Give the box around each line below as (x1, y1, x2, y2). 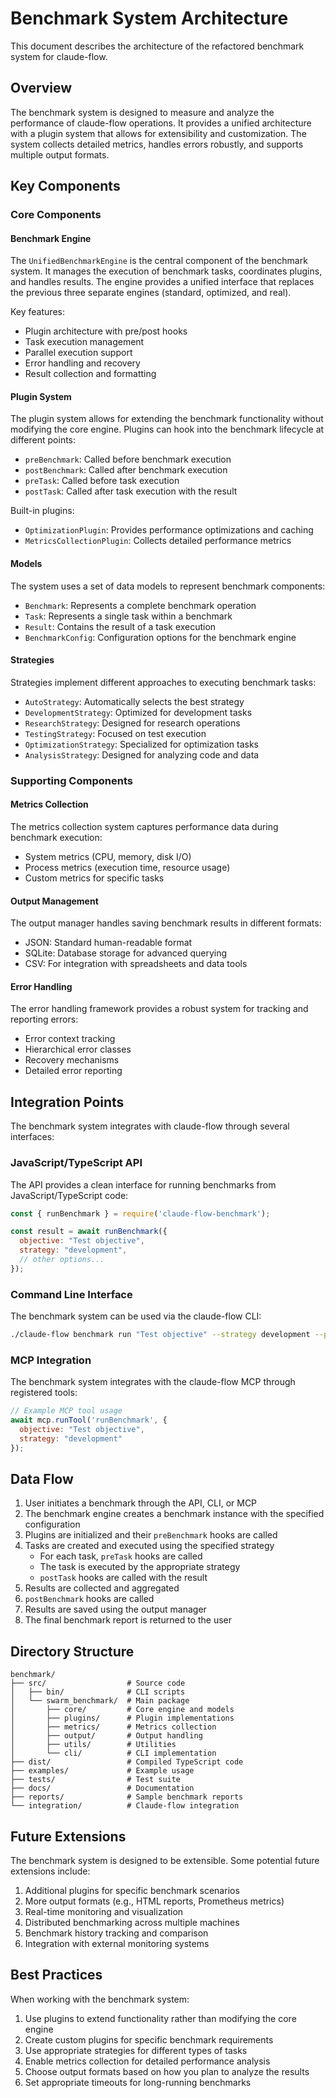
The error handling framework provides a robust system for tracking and (10, 1003, 309, 1015)
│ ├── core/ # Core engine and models (10, 1705, 235, 1715)
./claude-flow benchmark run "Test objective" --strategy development (10, 1330, 311, 1340)
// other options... (19, 1255, 105, 1265)
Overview (10, 80, 73, 97)
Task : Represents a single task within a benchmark (24, 610, 233, 622)
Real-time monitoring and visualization (24, 1906, 184, 1918)
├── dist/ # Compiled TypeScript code (10, 1757, 244, 1767)
